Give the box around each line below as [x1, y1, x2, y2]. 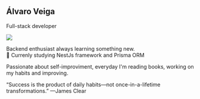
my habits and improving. [6, 69, 69, 76]
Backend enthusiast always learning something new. [6, 45, 136, 52]
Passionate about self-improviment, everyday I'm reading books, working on [6, 63, 194, 70]
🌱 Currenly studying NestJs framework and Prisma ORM [6, 51, 145, 58]
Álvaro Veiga [6, 7, 56, 17]
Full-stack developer [6, 22, 57, 29]
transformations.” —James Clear [6, 87, 87, 94]
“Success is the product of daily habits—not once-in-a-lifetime [6, 81, 161, 88]
